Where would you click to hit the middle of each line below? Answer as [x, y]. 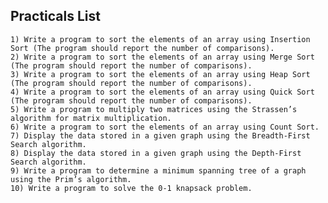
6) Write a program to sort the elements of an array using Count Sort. [165, 127]
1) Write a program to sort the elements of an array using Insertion [160, 39]
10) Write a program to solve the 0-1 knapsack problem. [131, 188]
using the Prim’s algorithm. [71, 179]
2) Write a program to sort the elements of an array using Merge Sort [162, 57]
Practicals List [55, 16]
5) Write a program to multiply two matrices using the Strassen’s [154, 109]
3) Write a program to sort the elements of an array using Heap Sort [160, 74]
